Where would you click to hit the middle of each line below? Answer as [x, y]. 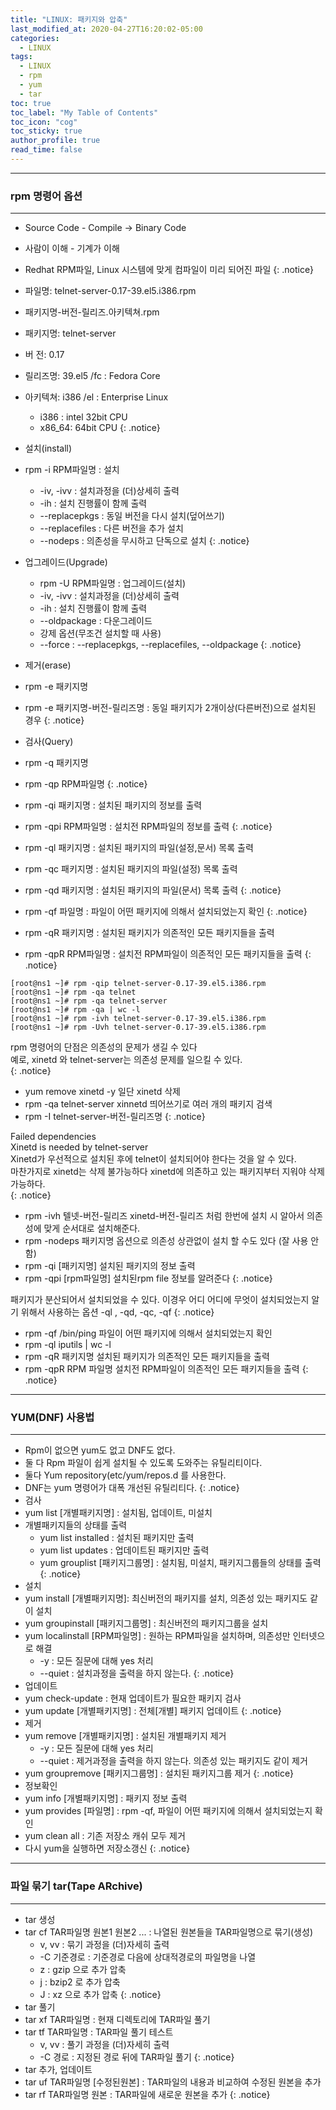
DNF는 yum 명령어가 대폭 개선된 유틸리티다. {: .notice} [132, 1488]
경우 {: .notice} [54, 720]
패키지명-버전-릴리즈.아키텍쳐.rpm [92, 312]
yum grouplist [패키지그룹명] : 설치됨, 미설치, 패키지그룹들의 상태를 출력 [180, 1563]
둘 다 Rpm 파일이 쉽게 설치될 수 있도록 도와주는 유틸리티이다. [143, 1463]
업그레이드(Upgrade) [66, 562]
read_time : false [46, 150]
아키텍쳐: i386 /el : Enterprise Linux [96, 397]
